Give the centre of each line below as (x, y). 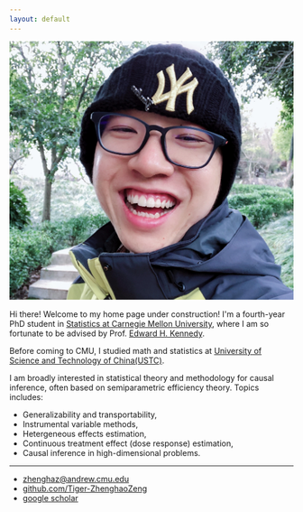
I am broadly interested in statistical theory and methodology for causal (142, 377)
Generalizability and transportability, (90, 414)
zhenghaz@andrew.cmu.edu (75, 479)
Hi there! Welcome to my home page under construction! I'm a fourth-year (147, 314)
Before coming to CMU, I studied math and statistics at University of (136, 350)
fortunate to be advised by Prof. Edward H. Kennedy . (107, 333)
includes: (26, 396)
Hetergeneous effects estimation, (84, 433)
